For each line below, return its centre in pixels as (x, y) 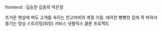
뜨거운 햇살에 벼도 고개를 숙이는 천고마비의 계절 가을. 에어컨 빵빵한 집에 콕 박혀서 (81, 17)
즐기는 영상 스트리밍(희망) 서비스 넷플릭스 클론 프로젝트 (57, 23)
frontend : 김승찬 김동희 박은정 (34, 7)
